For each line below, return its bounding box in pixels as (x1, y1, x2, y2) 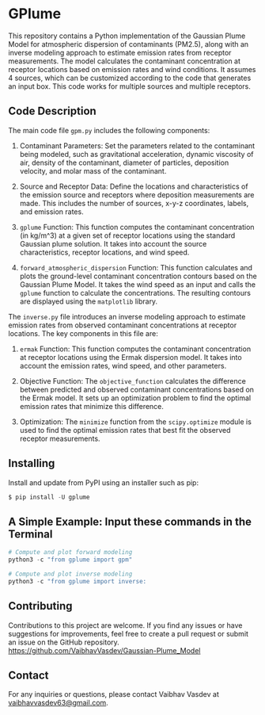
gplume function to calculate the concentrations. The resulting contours (19, 288, 252, 297)
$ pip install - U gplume (8, 493, 90, 501)
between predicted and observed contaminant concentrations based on (19, 384, 255, 394)
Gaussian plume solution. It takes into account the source (19, 239, 207, 248)
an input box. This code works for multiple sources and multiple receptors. (8, 81, 251, 91)
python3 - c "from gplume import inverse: (8, 577, 147, 585)
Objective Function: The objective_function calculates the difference (19, 376, 247, 385)
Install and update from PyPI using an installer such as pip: (8, 477, 199, 487)
